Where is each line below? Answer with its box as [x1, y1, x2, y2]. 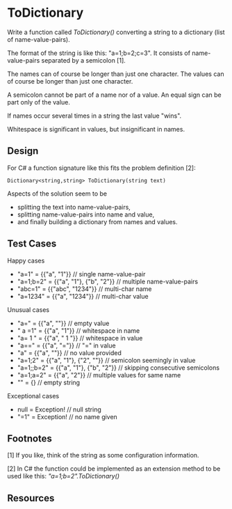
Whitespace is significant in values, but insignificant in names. [7, 125, 185, 133]
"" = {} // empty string [17, 378, 81, 386]
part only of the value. [7, 97, 71, 106]
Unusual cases [7, 305, 50, 314]
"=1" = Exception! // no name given [17, 412, 118, 421]
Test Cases [7, 238, 57, 250]
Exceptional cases [7, 391, 60, 400]
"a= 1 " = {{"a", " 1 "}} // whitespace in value [17, 334, 143, 342]
